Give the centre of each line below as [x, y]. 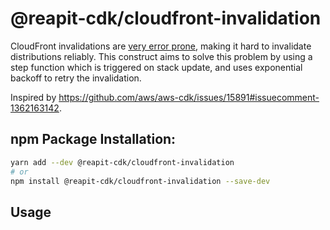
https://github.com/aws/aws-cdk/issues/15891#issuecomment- [189, 97]
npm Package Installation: [93, 139]
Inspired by [33, 97]
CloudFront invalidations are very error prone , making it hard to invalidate [161, 46]
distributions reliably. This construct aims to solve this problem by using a [161, 56]
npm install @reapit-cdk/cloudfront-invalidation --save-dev [140, 181]
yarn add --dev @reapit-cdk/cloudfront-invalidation [122, 162]
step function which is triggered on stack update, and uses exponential [156, 67]
